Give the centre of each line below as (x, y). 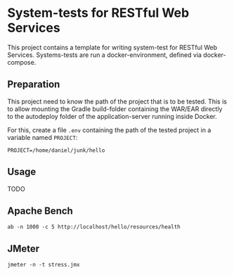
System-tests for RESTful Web (98, 13)
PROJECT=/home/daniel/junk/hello (56, 150)
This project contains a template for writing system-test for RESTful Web (112, 47)
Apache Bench (40, 211)
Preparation (34, 85)
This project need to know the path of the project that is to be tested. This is (117, 101)
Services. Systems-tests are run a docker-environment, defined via (105, 55)
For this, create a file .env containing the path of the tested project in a (109, 130)
